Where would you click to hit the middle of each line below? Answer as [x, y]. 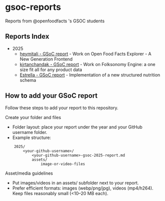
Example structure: [31, 137]
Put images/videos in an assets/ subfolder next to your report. [76, 183]
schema [28, 80]
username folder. [30, 132]
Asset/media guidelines [29, 173]
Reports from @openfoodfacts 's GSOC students [55, 21]
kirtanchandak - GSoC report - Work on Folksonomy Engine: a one [87, 64]
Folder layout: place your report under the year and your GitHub [77, 127]
